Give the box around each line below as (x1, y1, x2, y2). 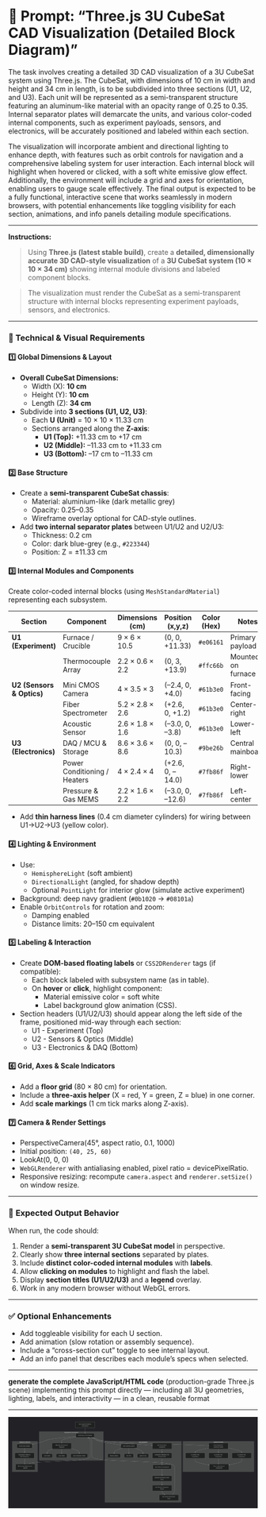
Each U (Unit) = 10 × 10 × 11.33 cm (31, 415, 144, 425)
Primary (230, 633, 256, 643)
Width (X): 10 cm (31, 381, 87, 392)
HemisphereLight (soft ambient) (31, 868, 133, 878)
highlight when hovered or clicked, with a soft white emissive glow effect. (8, 167, 248, 176)
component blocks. (27, 272, 91, 282)
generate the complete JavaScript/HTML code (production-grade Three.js (8, 1376, 255, 1386)
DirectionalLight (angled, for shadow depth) (31, 877, 180, 886)
